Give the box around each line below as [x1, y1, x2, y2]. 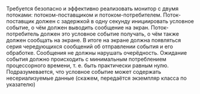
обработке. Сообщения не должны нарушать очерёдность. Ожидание [6, 49, 187, 56]
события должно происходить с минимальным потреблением [6, 56, 167, 62]
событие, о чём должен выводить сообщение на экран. [6, 24, 150, 31]
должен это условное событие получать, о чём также [40, 30, 179, 37]
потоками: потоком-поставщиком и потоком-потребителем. [6, 11, 162, 18]
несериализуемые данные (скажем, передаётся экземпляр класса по [6, 74, 187, 82]
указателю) [6, 81, 36, 88]
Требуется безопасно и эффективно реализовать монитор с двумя [6, 5, 179, 12]
